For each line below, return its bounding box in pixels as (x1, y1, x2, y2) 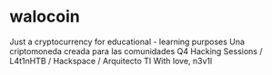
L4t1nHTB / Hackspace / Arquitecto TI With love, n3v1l (9, 55, 213, 66)
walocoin (9, 6, 80, 27)
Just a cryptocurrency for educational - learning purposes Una (9, 36, 246, 47)
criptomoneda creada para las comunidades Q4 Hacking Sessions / (9, 45, 263, 56)
